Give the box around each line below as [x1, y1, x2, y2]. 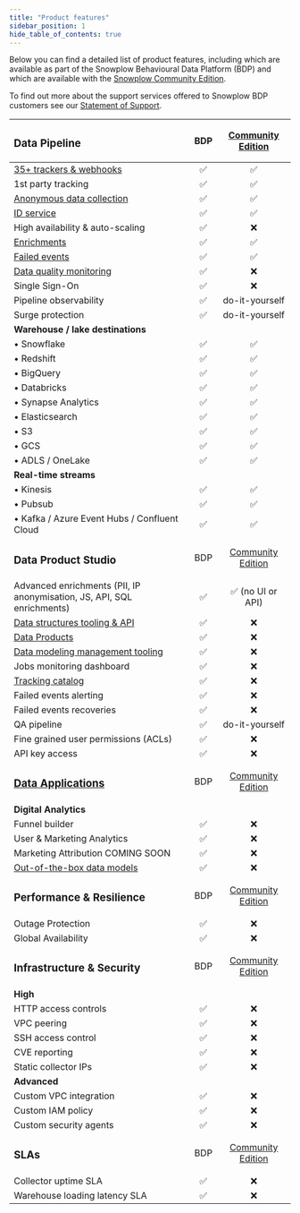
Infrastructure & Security [13, 961, 141, 976]
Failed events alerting [13, 689, 104, 702]
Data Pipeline [13, 136, 82, 150]
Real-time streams [13, 469, 96, 482]
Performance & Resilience [13, 891, 146, 905]
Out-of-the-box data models [13, 861, 138, 874]
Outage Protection [13, 918, 91, 930]
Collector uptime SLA [13, 1175, 103, 1187]
